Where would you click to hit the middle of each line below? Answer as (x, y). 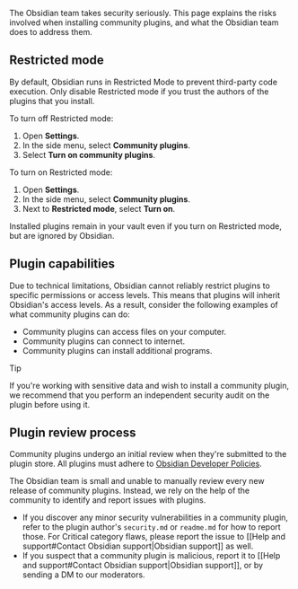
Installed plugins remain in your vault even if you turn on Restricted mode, (146, 226)
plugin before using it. (50, 404)
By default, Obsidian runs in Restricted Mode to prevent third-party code (144, 82)
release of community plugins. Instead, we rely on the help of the (129, 491)
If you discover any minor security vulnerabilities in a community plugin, (155, 518)
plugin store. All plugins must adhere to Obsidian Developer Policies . (136, 464)
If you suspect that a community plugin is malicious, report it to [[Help (151, 556)
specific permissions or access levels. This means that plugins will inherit (145, 294)
